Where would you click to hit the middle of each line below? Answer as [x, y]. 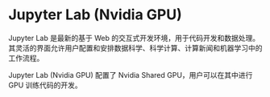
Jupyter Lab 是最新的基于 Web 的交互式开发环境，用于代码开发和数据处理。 [134, 38]
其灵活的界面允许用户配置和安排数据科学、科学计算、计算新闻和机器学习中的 [135, 48]
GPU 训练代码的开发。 [45, 85]
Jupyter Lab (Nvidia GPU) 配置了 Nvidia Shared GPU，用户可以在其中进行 [131, 75]
